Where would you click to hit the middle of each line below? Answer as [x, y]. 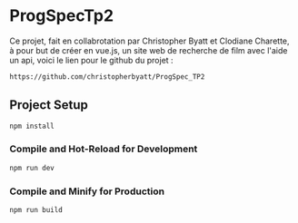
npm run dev [32, 168]
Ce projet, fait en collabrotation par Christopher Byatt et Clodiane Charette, [149, 41]
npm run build [36, 209]
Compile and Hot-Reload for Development [104, 149]
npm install [32, 126]
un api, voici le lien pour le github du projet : [92, 60]
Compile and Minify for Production [87, 191]
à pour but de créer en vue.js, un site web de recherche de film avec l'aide [149, 50]
